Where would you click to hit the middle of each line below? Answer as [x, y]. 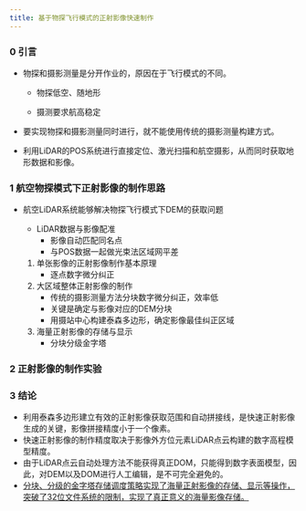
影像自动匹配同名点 [86, 240]
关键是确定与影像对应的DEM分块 [111, 309]
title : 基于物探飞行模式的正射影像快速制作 [82, 18]
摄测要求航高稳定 [69, 111]
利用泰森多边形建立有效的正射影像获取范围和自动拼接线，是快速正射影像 [158, 417]
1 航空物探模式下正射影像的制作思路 [88, 188]
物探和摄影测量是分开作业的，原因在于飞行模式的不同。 [127, 73]
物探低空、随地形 [69, 92]
